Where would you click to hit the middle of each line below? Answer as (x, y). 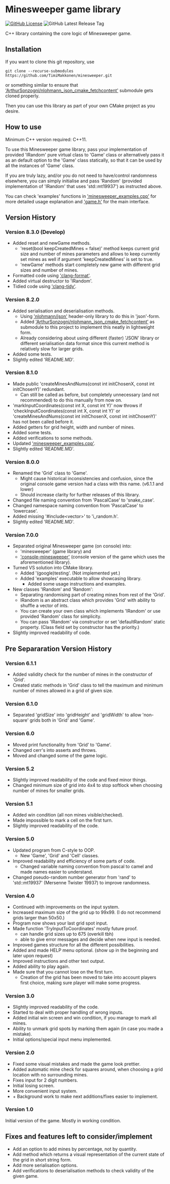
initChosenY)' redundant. (39, 389)
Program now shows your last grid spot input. (60, 923)
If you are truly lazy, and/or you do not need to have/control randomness (81, 175)
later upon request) (33, 955)
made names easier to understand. (57, 872)
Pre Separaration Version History (59, 649)
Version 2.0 (20, 1053)
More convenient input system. (45, 1091)
